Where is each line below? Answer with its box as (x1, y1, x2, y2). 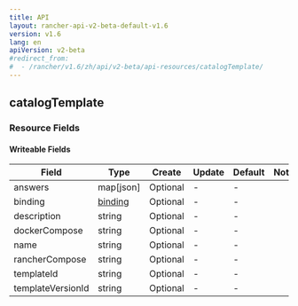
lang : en (9, 37, 42, 47)
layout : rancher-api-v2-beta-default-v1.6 (9, 21, 169, 30)
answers (13, 181, 50, 193)
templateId (13, 268, 59, 280)
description (13, 210, 61, 223)
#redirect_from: (9, 54, 69, 63)
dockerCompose (13, 224, 83, 237)
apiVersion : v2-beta (9, 46, 86, 55)
